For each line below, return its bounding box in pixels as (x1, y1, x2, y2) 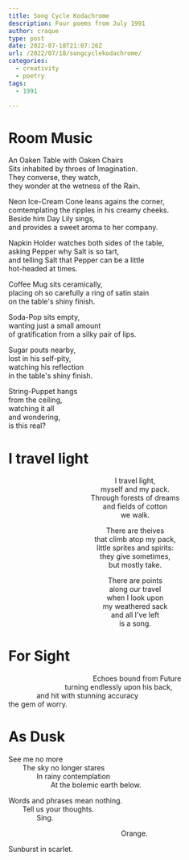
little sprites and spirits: (96, 543, 175, 553)
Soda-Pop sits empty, (8, 313, 80, 322)
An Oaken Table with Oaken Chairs (8, 155, 124, 166)
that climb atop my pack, (93, 535, 177, 544)
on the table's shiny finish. (8, 296, 96, 307)
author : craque (8, 27, 60, 35)
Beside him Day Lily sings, (8, 214, 95, 224)
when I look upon (106, 593, 164, 602)
